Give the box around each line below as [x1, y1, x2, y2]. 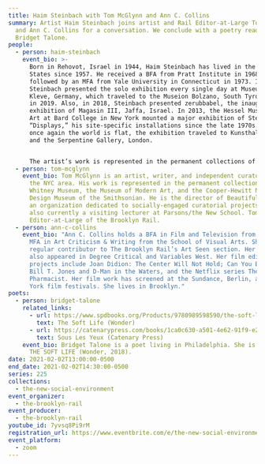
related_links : [22, 305, 73, 312]
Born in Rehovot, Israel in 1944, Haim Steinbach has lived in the [28, 63, 256, 71]
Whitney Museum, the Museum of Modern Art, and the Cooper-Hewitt [28, 187, 252, 195]
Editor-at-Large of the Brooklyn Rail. [28, 216, 160, 224]
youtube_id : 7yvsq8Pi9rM [8, 421, 90, 430]
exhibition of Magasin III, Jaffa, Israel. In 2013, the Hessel [28, 107, 245, 115]
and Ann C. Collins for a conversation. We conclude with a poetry [15, 26, 242, 34]
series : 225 [8, 370, 47, 378]
